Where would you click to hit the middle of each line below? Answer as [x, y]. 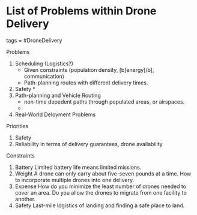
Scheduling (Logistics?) [44, 63]
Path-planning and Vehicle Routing [58, 95]
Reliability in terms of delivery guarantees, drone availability [89, 144]
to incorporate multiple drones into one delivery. [74, 180]
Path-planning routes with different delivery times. [86, 83]
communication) [44, 76]
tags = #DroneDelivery [34, 40]
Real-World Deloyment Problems [55, 114]
